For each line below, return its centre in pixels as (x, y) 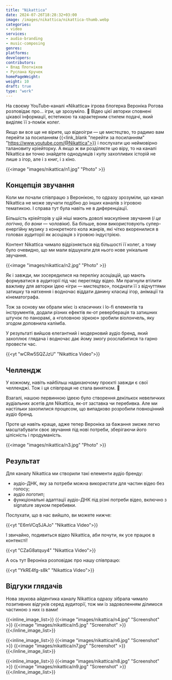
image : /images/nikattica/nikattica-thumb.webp (58, 19)
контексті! (17, 540)
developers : (18, 58)
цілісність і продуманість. (34, 435)
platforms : (17, 53)
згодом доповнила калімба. (36, 323)
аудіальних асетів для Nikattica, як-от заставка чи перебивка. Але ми (82, 403)
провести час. (21, 344)
